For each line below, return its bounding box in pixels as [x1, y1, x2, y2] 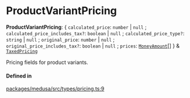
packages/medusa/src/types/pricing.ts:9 [6, 85, 105, 92]
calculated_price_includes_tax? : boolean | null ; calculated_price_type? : [6, 29, 185, 36]
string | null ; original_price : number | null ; [6, 36, 115, 43]
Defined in [6, 72, 32, 79]
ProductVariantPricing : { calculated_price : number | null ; [6, 23, 147, 31]
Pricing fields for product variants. [6, 59, 89, 66]
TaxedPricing [6, 48, 38, 54]
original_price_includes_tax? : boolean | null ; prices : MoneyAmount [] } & [6, 42, 180, 49]
